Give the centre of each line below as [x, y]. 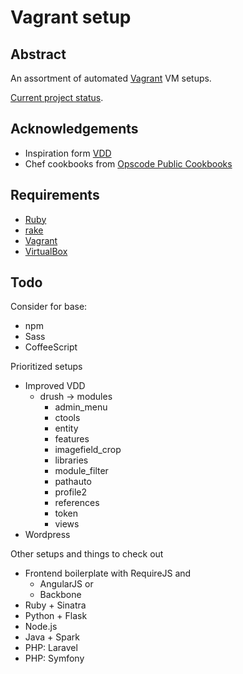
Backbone [60, 595]
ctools [67, 418]
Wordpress [47, 535]
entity [66, 428]
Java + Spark [52, 637]
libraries [71, 460]
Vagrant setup [71, 17]
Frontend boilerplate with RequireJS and [108, 573]
